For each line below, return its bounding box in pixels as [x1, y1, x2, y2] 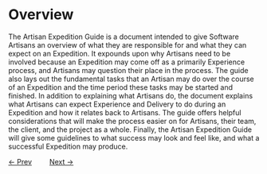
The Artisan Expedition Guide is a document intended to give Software [8, 32, 239, 41]
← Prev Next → [8, 157, 74, 166]
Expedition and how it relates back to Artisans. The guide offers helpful [8, 107, 241, 117]
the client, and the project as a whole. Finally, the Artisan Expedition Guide [8, 125, 253, 134]
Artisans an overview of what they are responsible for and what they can [8, 40, 247, 49]
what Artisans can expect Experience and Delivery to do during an [8, 99, 226, 109]
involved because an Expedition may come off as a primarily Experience [8, 57, 245, 67]
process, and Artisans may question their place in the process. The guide [8, 65, 249, 75]
